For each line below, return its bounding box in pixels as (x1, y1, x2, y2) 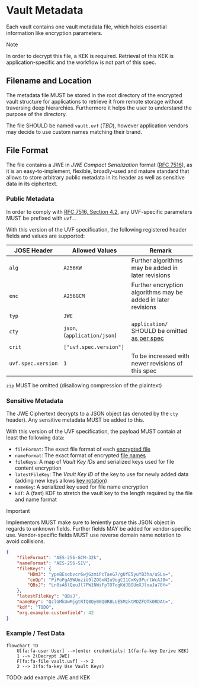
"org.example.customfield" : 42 (17, 609, 94, 616)
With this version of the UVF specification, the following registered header (6, 226, 187, 233)
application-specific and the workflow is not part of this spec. (6, 59, 157, 66)
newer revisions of (131, 359, 183, 367)
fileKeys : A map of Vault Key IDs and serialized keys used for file (14, 458, 175, 466)
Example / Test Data (6, 629, 65, 637)
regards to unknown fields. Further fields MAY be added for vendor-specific (6, 525, 191, 532)
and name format (14, 496, 57, 503)
